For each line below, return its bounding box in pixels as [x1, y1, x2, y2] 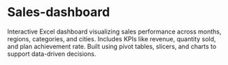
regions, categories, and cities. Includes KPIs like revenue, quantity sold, [7, 34, 216, 43]
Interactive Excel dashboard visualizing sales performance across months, [7, 27, 222, 36]
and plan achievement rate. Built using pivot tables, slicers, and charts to [7, 42, 217, 50]
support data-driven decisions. [7, 50, 97, 58]
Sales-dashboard [7, 4, 111, 20]
